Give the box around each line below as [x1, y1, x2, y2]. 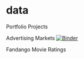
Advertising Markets [6, 34, 55, 41]
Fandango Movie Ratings [6, 45, 66, 53]
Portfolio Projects [6, 23, 48, 30]
